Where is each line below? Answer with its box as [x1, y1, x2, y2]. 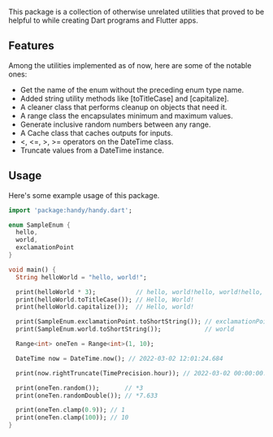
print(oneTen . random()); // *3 [15, 383, 144, 392]
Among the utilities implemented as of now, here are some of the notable [8, 60, 252, 70]
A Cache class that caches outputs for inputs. [19, 128, 173, 137]
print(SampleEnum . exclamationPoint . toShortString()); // [15, 318, 213, 326]
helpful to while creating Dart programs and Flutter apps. [8, 15, 199, 25]
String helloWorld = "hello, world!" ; [15, 273, 148, 281]
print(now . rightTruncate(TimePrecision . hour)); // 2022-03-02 [15, 369, 231, 377]
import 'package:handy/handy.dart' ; [8, 206, 132, 214]
